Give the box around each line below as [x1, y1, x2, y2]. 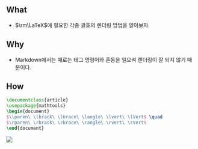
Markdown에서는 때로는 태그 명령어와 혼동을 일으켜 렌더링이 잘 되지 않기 [14, 56, 186, 63]
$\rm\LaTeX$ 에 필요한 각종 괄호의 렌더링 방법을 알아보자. [14, 21, 150, 29]
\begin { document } [6, 108, 50, 115]
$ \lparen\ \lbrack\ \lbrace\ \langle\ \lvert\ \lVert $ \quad [6, 114, 163, 120]
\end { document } [6, 125, 45, 131]
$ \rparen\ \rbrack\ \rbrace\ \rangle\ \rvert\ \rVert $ [6, 120, 147, 126]
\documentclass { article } [6, 97, 69, 103]
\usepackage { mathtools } [6, 103, 66, 109]
